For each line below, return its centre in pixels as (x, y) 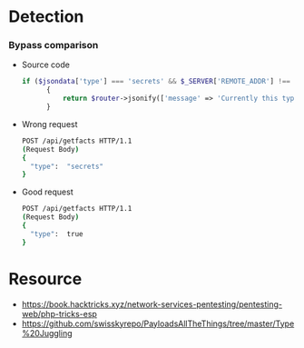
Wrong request (49, 124)
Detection (46, 17)
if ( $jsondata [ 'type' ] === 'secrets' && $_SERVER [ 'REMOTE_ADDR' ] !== (156, 82)
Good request (47, 192)
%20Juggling (47, 333)
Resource (45, 278)
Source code (45, 65)
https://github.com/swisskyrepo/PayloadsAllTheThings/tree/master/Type (158, 323)
